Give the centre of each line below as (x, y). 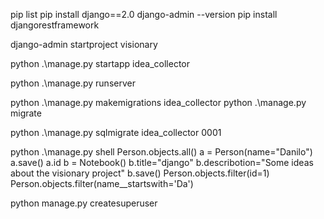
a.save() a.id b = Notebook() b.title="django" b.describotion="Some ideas (162, 162)
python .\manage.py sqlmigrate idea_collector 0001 (116, 132)
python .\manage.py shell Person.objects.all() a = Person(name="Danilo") (161, 152)
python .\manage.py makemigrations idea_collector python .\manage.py (158, 102)
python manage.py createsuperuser (84, 203)
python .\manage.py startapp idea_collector (100, 63)
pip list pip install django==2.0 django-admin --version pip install (144, 14)
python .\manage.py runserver (73, 83)
